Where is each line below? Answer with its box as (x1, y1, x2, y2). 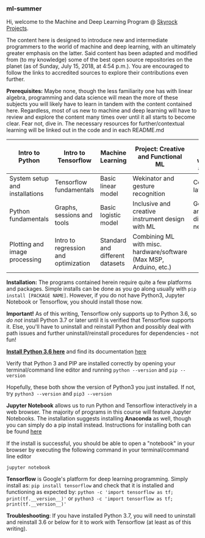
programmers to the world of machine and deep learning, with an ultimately (6, 43, 196, 50)
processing (9, 255, 41, 264)
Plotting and (9, 240, 44, 248)
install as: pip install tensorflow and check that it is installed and (6, 482, 174, 489)
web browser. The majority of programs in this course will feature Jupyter (6, 408, 192, 416)
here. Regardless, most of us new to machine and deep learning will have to (6, 107, 197, 114)
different (100, 252, 125, 260)
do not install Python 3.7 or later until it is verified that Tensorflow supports (6, 316, 194, 324)
